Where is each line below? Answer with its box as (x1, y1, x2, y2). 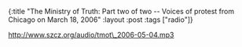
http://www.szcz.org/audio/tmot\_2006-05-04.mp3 (8, 31, 174, 39)
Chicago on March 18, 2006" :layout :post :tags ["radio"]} (8, 15, 194, 24)
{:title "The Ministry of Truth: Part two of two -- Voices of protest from (8, 7, 234, 16)
